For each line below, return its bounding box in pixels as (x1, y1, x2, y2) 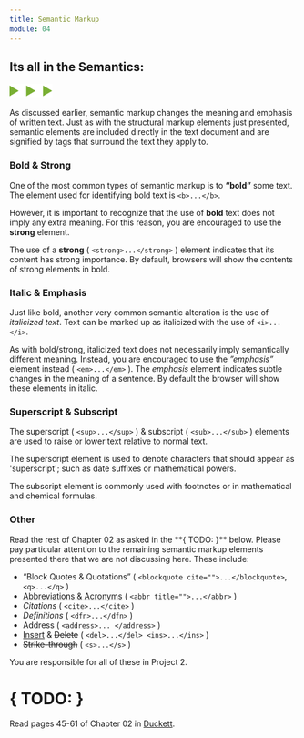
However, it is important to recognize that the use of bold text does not (9, 207, 275, 218)
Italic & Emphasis (9, 286, 87, 299)
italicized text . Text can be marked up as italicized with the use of (9, 316, 255, 327)
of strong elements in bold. (9, 263, 111, 274)
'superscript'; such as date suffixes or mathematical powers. (9, 463, 237, 474)
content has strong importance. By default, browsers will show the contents (9, 253, 294, 264)
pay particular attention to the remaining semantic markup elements (9, 543, 264, 555)
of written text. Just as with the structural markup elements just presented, (9, 117, 289, 128)
